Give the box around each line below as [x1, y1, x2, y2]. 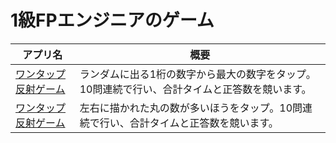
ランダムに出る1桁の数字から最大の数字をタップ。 [79, 67, 317, 81]
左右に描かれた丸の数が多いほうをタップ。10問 [79, 101, 303, 115]
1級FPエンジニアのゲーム [10, 9, 215, 32]
